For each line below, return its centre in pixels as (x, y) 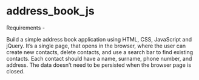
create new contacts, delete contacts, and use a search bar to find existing (100, 52)
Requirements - (26, 28)
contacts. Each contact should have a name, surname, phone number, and (99, 58)
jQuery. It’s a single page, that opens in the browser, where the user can (96, 46)
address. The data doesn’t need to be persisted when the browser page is (99, 65)
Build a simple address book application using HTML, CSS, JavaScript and (99, 39)
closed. (15, 71)
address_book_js (51, 11)
